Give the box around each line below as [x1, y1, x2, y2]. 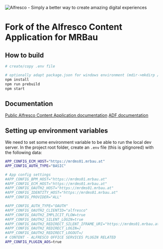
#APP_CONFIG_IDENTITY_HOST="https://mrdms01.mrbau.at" [5, 190, 118, 195]
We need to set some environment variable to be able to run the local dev [5, 140, 152, 145]
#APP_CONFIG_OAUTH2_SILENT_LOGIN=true [5, 217, 83, 222]
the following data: [5, 150, 42, 155]
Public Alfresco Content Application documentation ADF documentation [5, 112, 149, 118]
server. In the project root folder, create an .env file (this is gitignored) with [5, 144, 154, 150]
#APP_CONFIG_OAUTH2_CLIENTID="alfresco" [5, 208, 88, 213]
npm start [5, 86, 25, 91]
